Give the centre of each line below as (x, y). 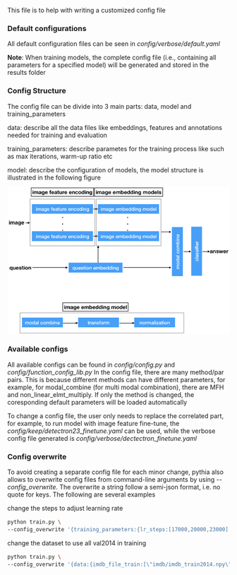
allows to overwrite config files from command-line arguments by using (111, 480)
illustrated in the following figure (54, 177)
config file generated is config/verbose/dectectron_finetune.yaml (102, 438)
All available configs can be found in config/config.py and (91, 364)
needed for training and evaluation (57, 135)
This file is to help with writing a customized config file (86, 10)
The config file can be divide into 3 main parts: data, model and (99, 106)
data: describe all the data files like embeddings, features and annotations (115, 127)
